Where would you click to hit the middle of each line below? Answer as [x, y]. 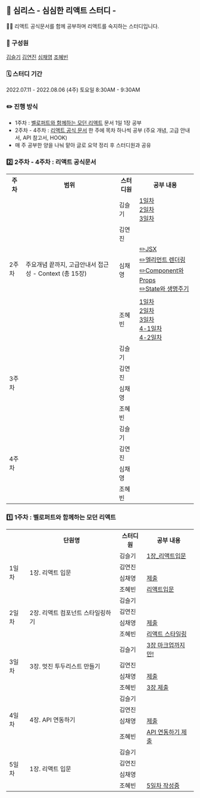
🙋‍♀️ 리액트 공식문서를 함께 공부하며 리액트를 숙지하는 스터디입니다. [83, 26]
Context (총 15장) [62, 274]
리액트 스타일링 [167, 634]
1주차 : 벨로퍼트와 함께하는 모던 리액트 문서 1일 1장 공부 [78, 122]
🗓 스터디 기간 [24, 74]
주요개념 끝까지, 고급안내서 [61, 265]
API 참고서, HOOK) [45, 137]
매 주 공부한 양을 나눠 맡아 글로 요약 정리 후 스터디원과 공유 [83, 145]
